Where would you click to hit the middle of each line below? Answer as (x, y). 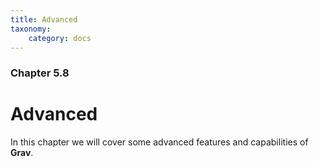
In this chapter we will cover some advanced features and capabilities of (159, 142)
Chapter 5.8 (40, 73)
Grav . (22, 153)
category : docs (60, 38)
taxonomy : (31, 29)
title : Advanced (44, 19)
